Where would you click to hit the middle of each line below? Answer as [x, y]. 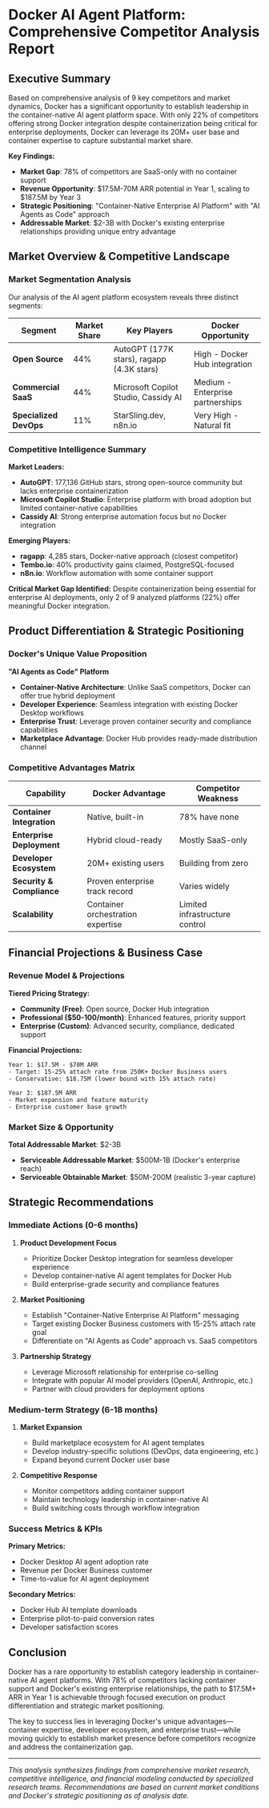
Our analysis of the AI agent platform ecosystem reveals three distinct [123, 297]
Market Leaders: [36, 467]
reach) [31, 1168]
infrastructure [205, 914]
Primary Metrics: [37, 1546]
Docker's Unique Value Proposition [78, 654]
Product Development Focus [68, 1243]
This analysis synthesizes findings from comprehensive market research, [129, 1770]
